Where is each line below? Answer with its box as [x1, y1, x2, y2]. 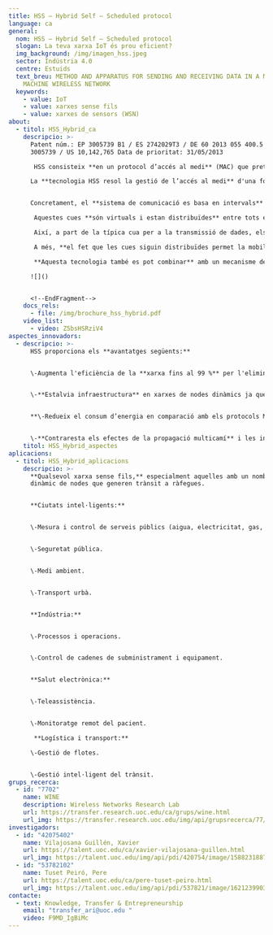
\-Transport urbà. [29, 589, 93, 597]
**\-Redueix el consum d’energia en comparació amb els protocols [29, 412, 260, 421]
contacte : [8, 891, 42, 899]
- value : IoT [23, 95, 67, 103]
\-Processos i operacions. [29, 632, 122, 641]
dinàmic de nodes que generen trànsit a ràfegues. [29, 480, 206, 488]
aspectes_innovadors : [8, 332, 82, 340]
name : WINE [23, 794, 60, 802]
